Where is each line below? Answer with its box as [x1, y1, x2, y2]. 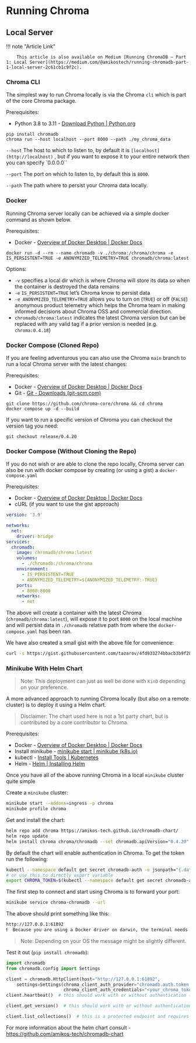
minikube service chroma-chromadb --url [6, 900, 106, 906]
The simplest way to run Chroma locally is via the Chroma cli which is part [6, 91, 187, 98]
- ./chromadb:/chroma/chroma [21, 560, 93, 567]
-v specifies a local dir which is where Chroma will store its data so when [14, 277, 190, 284]
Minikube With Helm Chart [6, 664, 83, 672]
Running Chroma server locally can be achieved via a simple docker [6, 209, 169, 217]
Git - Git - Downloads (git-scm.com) [14, 389, 101, 396]
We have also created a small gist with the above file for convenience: [6, 639, 174, 646]
